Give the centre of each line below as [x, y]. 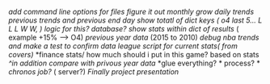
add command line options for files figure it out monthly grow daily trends [131, 12]
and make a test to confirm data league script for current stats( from [123, 46]
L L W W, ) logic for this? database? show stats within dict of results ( [124, 29]
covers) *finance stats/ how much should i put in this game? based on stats [134, 55]
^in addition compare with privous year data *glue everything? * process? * [134, 63]
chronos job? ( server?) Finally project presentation [94, 71]
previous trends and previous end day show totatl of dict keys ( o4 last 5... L [135, 20]
